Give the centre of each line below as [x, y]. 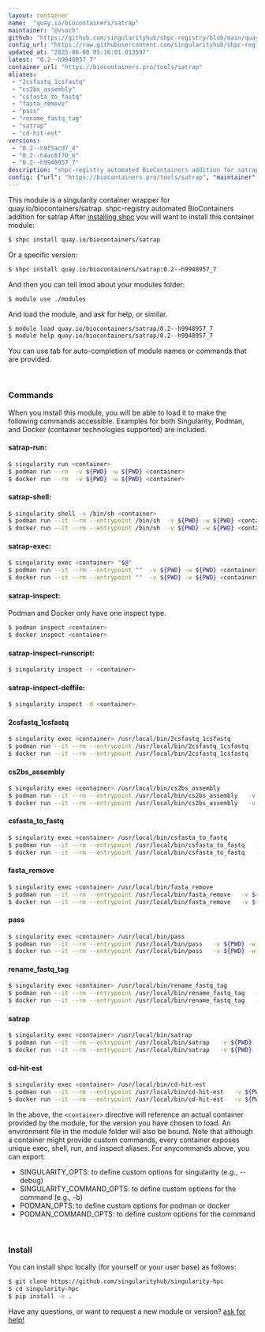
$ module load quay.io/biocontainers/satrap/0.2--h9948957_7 [111, 328]
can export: [27, 1156]
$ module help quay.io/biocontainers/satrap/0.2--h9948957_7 [111, 336]
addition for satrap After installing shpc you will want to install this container [131, 216]
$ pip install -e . [40, 1296]
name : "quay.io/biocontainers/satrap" [74, 23]
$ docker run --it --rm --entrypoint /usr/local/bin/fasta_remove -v [128, 902]
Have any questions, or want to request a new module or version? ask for [127, 1311]
